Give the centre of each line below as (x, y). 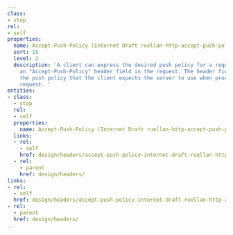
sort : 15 (26, 53)
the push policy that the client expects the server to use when (116, 78)
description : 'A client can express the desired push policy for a (113, 65)
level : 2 (26, 59)
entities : (21, 91)
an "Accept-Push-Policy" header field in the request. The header (118, 71)
